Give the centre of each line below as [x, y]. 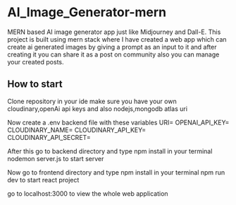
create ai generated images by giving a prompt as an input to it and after [112, 47]
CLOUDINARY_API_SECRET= [49, 137]
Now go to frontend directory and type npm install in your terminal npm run [116, 172]
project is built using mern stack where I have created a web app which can [117, 39]
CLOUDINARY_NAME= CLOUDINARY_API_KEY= [77, 130]
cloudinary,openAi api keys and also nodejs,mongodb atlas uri [98, 109]
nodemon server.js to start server [56, 158]
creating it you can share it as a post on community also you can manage [113, 54]
